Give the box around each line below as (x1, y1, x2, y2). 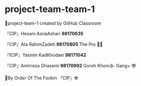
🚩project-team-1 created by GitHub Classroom (5, 20, 102, 26)
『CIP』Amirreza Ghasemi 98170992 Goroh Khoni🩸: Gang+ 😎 (5, 62, 136, 68)
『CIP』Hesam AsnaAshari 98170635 (5, 30, 84, 36)
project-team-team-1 (5, 4, 95, 15)
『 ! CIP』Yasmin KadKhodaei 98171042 (5, 52, 86, 58)
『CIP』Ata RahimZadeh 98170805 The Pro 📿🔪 (5, 41, 103, 47)
